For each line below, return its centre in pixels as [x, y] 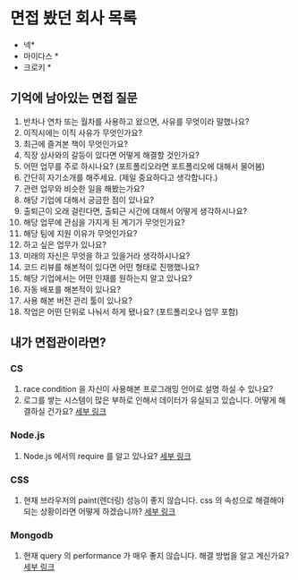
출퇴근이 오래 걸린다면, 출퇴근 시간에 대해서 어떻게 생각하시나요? [135, 210]
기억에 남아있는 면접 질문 [74, 98]
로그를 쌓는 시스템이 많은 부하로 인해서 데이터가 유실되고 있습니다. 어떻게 [149, 400]
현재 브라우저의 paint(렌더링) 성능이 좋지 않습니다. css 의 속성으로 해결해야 [153, 500]
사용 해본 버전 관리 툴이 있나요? [78, 300]
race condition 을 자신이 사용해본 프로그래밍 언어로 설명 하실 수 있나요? [148, 389]
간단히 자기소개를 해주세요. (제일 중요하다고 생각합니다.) [120, 177]
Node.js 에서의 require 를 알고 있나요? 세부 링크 [107, 456]
